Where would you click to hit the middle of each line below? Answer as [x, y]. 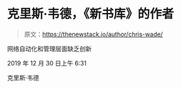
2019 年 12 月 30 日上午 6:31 [47, 63]
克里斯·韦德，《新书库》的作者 [90, 14]
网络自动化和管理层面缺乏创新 [49, 48]
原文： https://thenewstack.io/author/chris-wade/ [93, 34]
